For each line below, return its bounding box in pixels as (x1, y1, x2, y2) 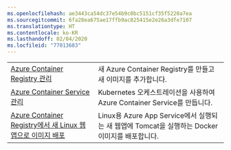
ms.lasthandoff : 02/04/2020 (7, 36, 88, 43)
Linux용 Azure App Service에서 (98, 111, 197, 120)
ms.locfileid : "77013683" (7, 42, 81, 49)
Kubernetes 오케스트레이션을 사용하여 (98, 87, 215, 97)
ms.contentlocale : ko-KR (7, 29, 78, 36)
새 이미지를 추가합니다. (98, 75, 167, 84)
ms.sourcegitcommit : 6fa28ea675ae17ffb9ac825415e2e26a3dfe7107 (7, 17, 192, 23)
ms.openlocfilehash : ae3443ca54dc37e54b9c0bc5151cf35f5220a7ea (7, 10, 192, 17)
